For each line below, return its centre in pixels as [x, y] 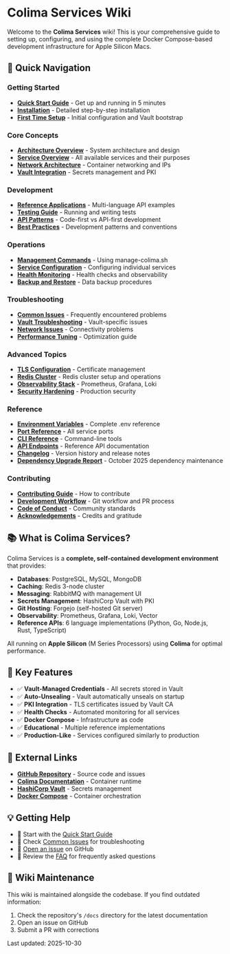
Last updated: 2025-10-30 [45, 943]
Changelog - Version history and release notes [83, 453]
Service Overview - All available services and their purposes [103, 157]
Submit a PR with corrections [58, 930]
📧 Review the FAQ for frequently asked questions [86, 856]
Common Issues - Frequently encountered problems [92, 314]
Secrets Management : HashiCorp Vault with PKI [85, 601]
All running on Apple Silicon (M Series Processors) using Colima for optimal [115, 643]
